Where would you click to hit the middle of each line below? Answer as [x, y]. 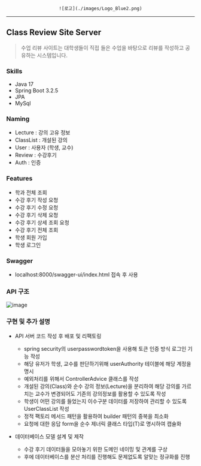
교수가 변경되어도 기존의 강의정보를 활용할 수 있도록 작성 [100, 393]
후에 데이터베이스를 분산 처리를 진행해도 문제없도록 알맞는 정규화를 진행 [107, 456]
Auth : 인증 [28, 163]
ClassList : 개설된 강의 [41, 140]
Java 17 [24, 84]
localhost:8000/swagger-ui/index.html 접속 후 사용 [77, 274]
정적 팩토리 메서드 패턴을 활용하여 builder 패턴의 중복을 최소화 [96, 416]
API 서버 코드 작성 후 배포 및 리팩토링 [58, 336]
